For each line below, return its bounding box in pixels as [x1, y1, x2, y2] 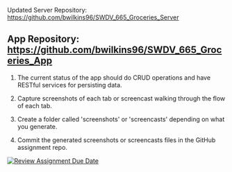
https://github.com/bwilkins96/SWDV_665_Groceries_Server [7, 13, 179, 21]
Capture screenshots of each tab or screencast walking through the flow [17, 94, 226, 103]
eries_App [7, 55, 53, 67]
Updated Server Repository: [7, 6, 88, 14]
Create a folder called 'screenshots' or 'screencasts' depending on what [17, 114, 225, 123]
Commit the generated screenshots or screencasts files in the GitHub [17, 135, 216, 144]
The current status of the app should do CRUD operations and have [17, 73, 210, 82]
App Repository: [7, 33, 80, 45]
